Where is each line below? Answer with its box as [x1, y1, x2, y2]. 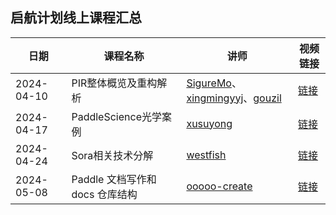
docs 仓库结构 [71, 187, 138, 201]
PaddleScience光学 [71, 109, 162, 123]
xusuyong [186, 116, 233, 130]
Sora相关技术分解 [71, 148, 154, 162]
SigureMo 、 [186, 76, 242, 90]
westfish [186, 148, 227, 162]
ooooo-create [186, 179, 253, 193]
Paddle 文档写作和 [71, 172, 157, 186]
